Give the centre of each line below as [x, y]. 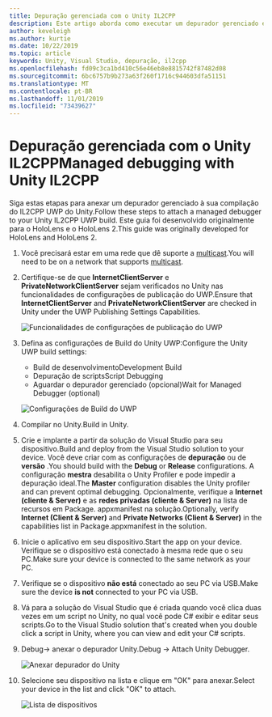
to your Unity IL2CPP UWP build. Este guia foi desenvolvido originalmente [132, 220]
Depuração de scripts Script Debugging [98, 376]
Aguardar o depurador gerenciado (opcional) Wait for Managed [137, 384]
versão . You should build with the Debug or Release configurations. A [138, 466]
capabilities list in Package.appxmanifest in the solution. [114, 526]
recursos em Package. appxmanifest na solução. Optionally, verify [130, 509]
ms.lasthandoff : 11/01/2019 [56, 99]
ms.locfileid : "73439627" [52, 106]
